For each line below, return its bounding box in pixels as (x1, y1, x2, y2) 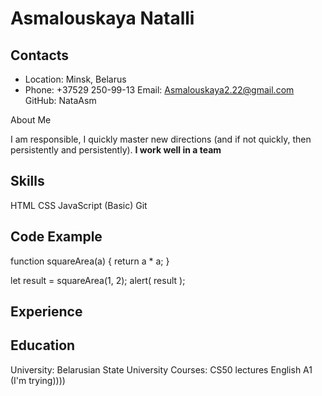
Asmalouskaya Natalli (10, 7, 195, 30)
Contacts (10, 47, 70, 64)
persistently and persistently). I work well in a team (10, 144, 222, 156)
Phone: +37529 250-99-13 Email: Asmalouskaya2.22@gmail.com (24, 84, 295, 96)
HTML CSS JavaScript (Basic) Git (10, 199, 148, 211)
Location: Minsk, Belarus (24, 73, 127, 85)
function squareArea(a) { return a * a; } (10, 255, 170, 267)
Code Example (10, 228, 103, 246)
